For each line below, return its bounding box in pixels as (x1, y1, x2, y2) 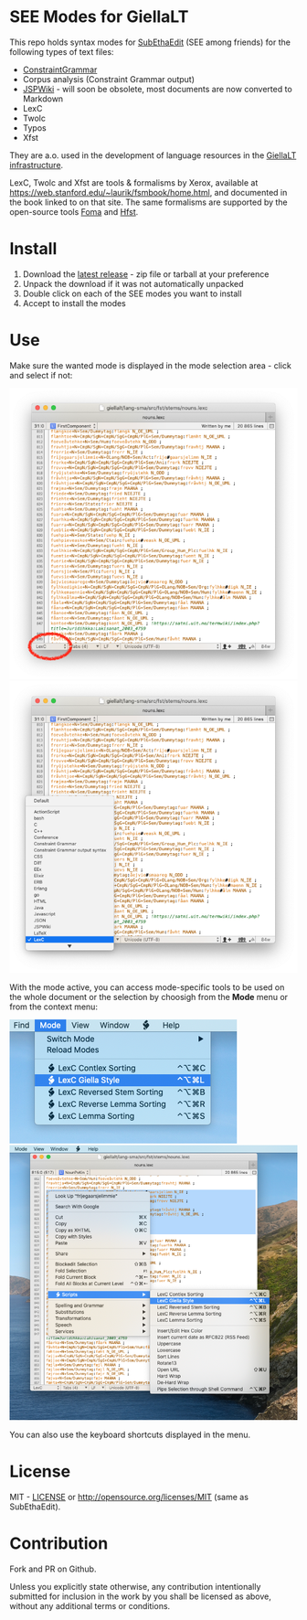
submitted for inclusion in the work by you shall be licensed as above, (9, 1591, 271, 1602)
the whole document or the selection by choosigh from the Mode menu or (9, 992, 289, 1003)
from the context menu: (9, 1001, 99, 1012)
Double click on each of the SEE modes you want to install (22, 288, 242, 299)
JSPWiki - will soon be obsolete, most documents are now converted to (22, 83, 292, 94)
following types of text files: (9, 46, 114, 57)
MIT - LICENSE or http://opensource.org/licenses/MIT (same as (9, 1492, 249, 1503)
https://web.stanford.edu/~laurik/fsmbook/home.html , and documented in (9, 187, 288, 197)
